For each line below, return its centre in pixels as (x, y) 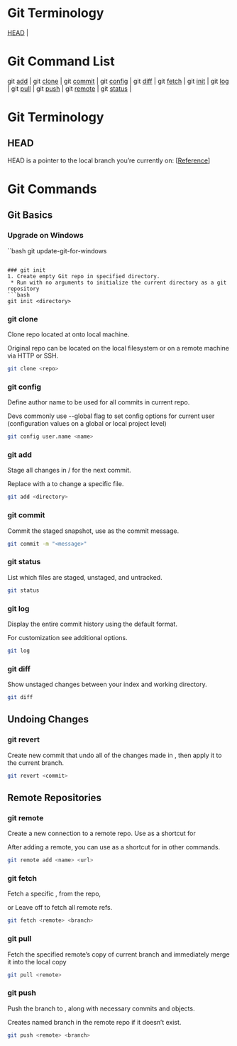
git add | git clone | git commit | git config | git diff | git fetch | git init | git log (118, 81)
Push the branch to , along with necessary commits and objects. (101, 1008)
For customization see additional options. (67, 637)
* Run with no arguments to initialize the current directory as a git (118, 282)
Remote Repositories (54, 797)
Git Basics (30, 215)
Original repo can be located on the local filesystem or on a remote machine (118, 348)
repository (23, 289)
